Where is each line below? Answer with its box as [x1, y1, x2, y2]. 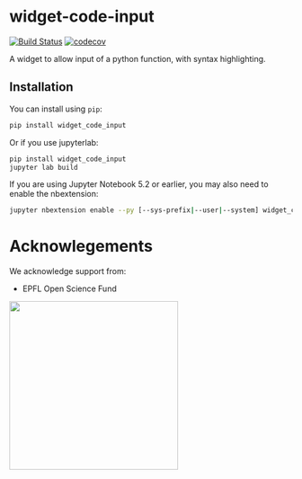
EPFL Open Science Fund [22, 283, 117, 294]
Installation [9, 79, 74, 95]
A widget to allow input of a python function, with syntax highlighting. [9, 53, 267, 64]
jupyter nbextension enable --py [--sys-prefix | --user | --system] [9, 206, 259, 215]
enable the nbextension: [9, 189, 99, 200]
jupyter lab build [9, 163, 78, 172]
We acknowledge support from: [9, 266, 127, 277]
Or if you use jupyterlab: [9, 137, 99, 147]
